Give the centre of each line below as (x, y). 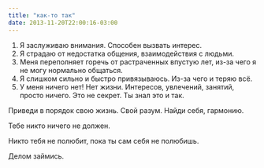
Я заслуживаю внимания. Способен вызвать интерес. (111, 45)
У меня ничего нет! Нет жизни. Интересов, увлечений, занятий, (127, 86)
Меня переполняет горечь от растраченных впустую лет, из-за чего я (138, 62)
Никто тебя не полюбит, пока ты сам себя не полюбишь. (104, 141)
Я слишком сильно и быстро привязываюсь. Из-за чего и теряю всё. (136, 79)
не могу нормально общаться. (71, 70)
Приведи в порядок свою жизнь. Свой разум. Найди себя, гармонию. (126, 110)
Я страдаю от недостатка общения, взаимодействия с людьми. (127, 53)
